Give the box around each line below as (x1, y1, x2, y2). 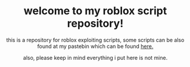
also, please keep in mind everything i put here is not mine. (23, 54, 168, 61)
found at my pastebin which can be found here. (37, 43, 154, 50)
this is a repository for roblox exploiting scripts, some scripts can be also (6, 36, 185, 43)
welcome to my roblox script (23, 4, 167, 18)
